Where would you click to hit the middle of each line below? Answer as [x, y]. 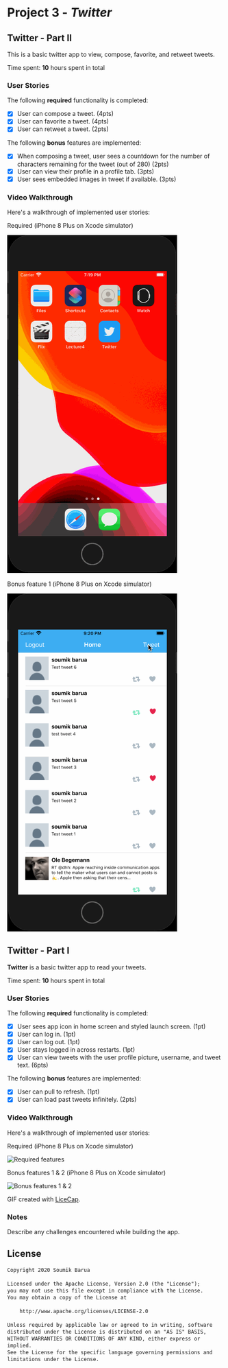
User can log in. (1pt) [47, 1035]
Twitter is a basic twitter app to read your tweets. [77, 967]
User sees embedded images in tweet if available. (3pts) [97, 179]
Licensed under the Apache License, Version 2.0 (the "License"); [104, 1284]
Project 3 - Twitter [60, 13]
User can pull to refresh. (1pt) [58, 1092]
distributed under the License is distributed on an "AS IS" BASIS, [107, 1332]
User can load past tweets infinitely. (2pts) [77, 1100]
